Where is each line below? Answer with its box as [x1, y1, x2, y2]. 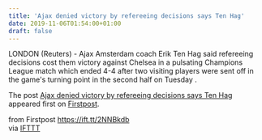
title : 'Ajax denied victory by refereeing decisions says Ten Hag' [8, 11, 245, 20]
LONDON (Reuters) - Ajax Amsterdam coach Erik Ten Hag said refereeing [8, 49, 254, 59]
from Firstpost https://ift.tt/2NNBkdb [8, 115, 130, 125]
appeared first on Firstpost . [8, 99, 100, 109]
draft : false [8, 27, 53, 35]
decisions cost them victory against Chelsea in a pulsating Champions [8, 57, 243, 67]
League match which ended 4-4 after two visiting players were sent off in [8, 66, 254, 76]
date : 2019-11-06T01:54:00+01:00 [8, 19, 122, 28]
